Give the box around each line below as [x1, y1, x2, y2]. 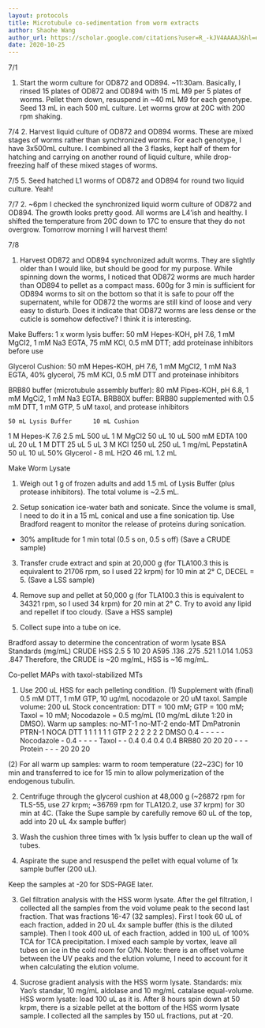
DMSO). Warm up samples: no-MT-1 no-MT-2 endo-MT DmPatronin [19, 719, 241, 728]
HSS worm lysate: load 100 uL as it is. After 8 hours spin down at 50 [19, 994, 241, 1004]
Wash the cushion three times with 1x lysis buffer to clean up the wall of [19, 832, 252, 842]
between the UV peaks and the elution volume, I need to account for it [19, 954, 248, 963]
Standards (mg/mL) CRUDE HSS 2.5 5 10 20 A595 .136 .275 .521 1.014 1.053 [8, 646, 254, 656]
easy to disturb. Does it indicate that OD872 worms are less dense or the [19, 306, 256, 316]
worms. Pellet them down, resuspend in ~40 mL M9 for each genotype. [19, 95, 252, 104]
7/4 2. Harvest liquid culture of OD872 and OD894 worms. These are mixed [8, 127, 254, 137]
